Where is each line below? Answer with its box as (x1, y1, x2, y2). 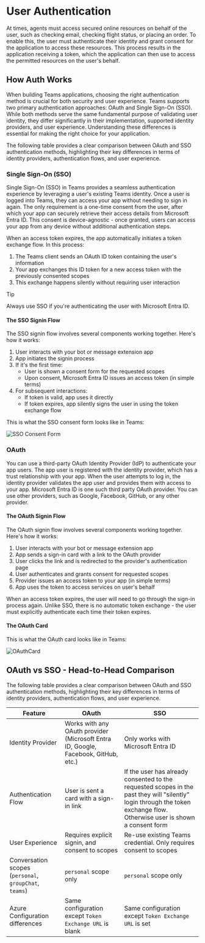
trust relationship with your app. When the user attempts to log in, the (6, 472, 181, 480)
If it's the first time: (15, 362, 63, 369)
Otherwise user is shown (124, 813, 195, 821)
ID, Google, (65, 742, 97, 751)
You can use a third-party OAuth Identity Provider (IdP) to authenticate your (6, 459, 196, 467)
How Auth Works (6, 75, 73, 85)
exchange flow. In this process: (6, 241, 84, 249)
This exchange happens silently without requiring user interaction (15, 279, 180, 286)
